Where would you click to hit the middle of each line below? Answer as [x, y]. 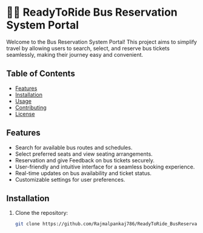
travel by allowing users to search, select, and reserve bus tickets [88, 48]
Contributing [31, 107]
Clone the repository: [42, 213]
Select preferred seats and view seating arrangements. [84, 154]
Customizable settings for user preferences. [70, 179]
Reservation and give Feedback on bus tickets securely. [85, 160]
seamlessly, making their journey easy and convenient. [75, 54]
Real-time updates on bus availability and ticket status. [83, 173]
